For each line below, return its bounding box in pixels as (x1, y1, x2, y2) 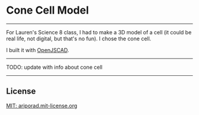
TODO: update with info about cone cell (6, 63, 102, 71)
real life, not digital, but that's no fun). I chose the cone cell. (6, 35, 152, 42)
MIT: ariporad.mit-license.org (6, 102, 78, 109)
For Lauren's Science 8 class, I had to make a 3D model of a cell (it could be (6, 28, 192, 36)
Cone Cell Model (6, 4, 89, 17)
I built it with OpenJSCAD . (6, 46, 69, 53)
